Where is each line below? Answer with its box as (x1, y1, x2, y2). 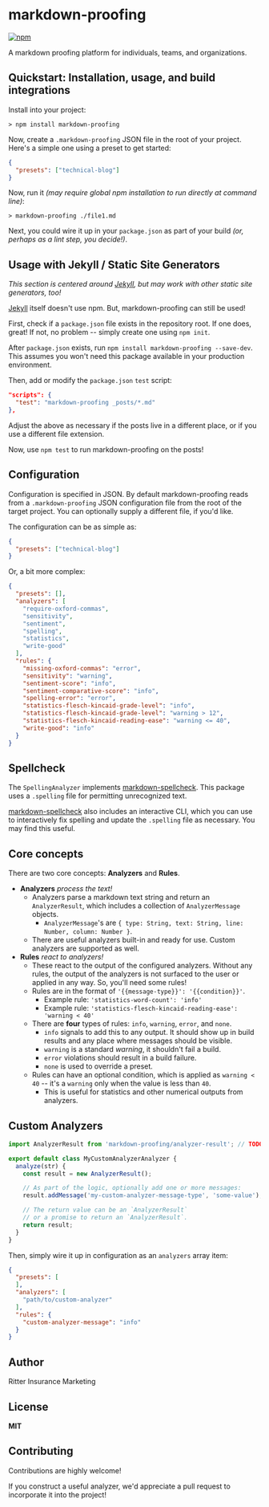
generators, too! (8, 287, 62, 298)
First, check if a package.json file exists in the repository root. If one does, (8, 319, 252, 328)
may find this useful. (8, 824, 76, 833)
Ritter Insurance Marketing (8, 1377, 96, 1387)
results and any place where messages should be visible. (43, 1036, 233, 1045)
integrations (8, 83, 70, 97)
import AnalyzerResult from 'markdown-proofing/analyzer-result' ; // (8, 1140, 246, 1148)
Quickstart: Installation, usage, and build (8, 71, 216, 85)
